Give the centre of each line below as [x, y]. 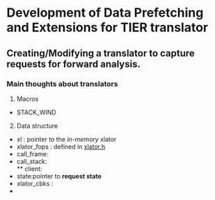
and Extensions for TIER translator [107, 27]
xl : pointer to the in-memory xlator [66, 139]
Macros [27, 99]
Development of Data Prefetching [105, 13]
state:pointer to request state [59, 176]
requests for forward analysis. [73, 64]
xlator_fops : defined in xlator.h [61, 147]
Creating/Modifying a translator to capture [101, 53]
